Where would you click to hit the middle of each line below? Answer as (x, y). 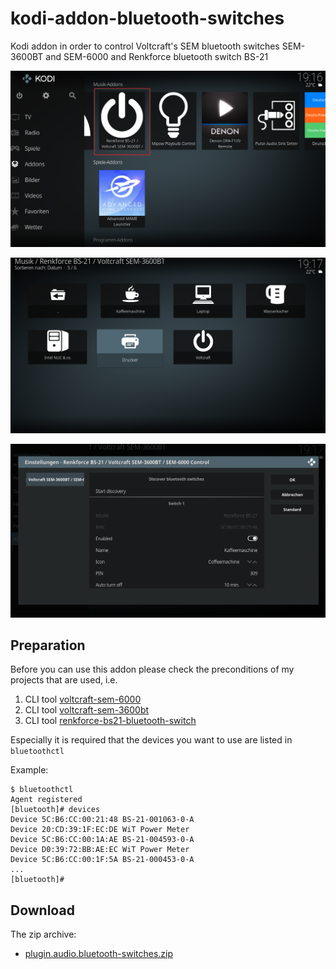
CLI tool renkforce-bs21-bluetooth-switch (110, 721)
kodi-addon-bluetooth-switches (147, 18)
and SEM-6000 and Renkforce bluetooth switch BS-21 (157, 56)
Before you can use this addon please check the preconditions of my (152, 669)
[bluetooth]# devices (55, 810)
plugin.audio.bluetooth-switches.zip (99, 954)
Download (42, 910)
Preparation (48, 645)
